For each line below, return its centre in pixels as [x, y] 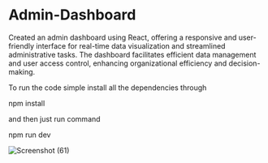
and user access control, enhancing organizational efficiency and [118, 63]
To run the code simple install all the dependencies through [108, 88]
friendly [22, 45]
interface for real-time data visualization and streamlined [131, 45]
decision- [244, 63]
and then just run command [54, 118]
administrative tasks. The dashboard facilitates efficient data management [132, 54]
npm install [27, 103]
